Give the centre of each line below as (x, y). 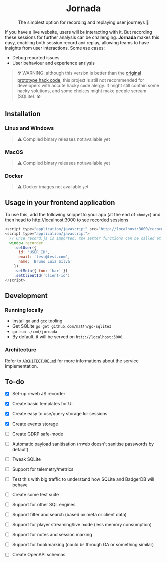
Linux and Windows (30, 128)
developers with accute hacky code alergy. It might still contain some (88, 85)
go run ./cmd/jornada (35, 332)
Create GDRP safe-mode (38, 434)
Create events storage (35, 424)
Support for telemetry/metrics (43, 469)
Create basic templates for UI (42, 404)
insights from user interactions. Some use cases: (55, 48)
